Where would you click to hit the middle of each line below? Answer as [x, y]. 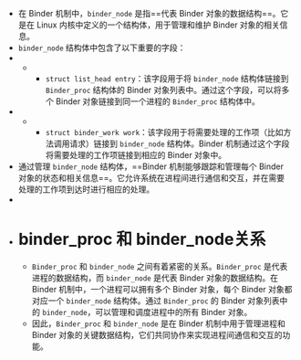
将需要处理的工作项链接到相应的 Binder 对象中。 [136, 155]
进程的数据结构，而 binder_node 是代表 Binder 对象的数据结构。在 [155, 278]
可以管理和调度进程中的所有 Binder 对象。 [174, 312]
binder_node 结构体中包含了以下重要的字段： [102, 48]
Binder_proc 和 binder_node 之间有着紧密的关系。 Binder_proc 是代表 [160, 266]
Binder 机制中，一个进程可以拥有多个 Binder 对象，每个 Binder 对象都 [162, 289]
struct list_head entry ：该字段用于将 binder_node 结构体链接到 [167, 79]
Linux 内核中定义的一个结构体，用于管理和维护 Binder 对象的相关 [158, 25]
